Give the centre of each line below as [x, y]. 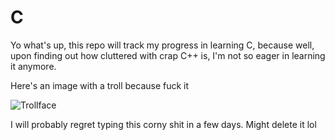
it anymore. [33, 66]
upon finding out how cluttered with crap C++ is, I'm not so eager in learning [168, 55]
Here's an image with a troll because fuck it [100, 85]
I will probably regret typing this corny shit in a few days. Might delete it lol [163, 124]
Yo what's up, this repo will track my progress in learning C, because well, [162, 45]
